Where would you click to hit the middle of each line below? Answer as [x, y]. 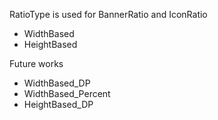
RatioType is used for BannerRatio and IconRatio [108, 14]
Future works [36, 63]
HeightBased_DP [58, 104]
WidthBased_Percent [67, 93]
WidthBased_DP [57, 83]
